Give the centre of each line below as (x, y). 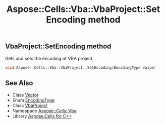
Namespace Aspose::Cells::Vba (44, 111)
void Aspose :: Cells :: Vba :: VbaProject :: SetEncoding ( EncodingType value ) (81, 67)
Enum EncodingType (33, 100)
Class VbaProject (30, 106)
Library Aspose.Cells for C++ (42, 116)
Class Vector (25, 95)
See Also (19, 83)
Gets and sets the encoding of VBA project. (49, 58)
